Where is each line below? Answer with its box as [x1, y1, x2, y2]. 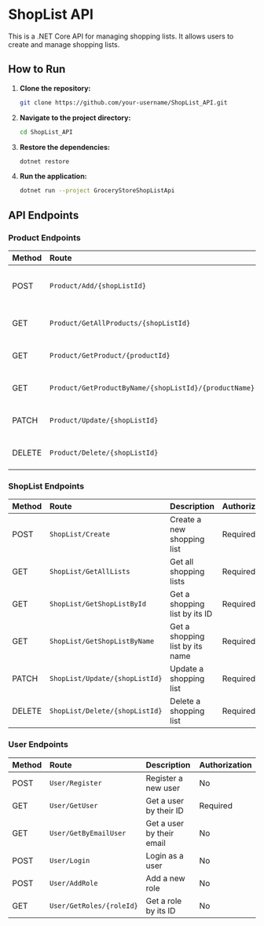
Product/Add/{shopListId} [49, 281, 147, 290]
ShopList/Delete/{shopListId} [49, 707, 163, 716]
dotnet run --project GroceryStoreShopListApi [19, 187, 175, 195]
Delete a [170, 696, 201, 707]
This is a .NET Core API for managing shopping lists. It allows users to [8, 31, 234, 41]
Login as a [145, 850, 185, 861]
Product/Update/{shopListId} [49, 415, 159, 425]
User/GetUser [49, 801, 98, 810]
